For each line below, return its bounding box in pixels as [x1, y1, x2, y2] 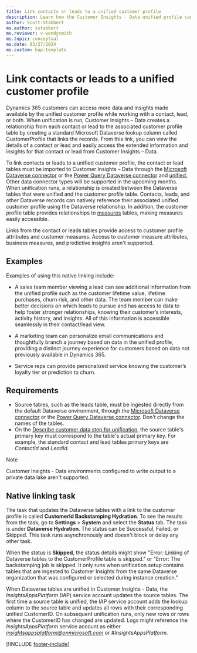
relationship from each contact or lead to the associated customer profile [6, 123, 183, 130]
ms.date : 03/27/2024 [6, 42, 57, 48]
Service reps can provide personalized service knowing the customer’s [14, 362, 186, 369]
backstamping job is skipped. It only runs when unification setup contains [6, 562, 184, 569]
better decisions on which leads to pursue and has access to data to [14, 302, 180, 309]
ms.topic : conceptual [6, 36, 59, 42]
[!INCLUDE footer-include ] [6, 641, 70, 648]
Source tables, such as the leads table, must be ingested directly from [14, 401, 184, 408]
